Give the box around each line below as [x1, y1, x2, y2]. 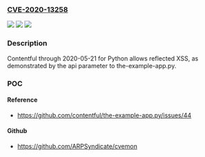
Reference [7, 96, 38, 104]
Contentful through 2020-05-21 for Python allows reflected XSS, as [7, 54, 199, 63]
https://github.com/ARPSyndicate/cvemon [17, 142, 138, 150]
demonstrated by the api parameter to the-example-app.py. [7, 61, 177, 70]
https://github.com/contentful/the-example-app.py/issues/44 [17, 111, 192, 119]
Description [7, 39, 48, 48]
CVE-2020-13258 [7, 5, 68, 14]
